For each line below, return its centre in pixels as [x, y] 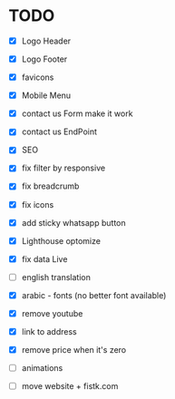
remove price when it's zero [74, 350]
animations [42, 368]
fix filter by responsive [63, 168]
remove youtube [52, 313]
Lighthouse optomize [61, 240]
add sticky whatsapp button [73, 222]
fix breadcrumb [50, 186]
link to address [49, 331]
